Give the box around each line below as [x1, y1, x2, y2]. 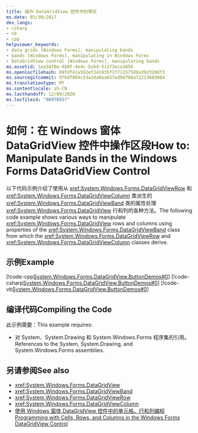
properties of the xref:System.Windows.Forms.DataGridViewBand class [6, 226, 180, 233]
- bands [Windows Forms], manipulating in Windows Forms [6, 53, 150, 59]
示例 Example [6, 257, 54, 267]
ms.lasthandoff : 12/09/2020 [6, 91, 76, 97]
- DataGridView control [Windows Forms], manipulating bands [6, 58, 160, 64]
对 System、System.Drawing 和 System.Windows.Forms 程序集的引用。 [14, 334, 190, 341]
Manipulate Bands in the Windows [6, 151, 177, 165]
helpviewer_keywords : [6, 42, 60, 48]
